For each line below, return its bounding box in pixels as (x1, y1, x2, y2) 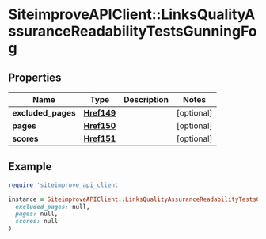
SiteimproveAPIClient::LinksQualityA (8, 6, 256, 24)
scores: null (15, 218, 59, 226)
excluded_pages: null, (15, 203, 90, 211)
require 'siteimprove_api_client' (8, 180, 123, 189)
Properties (8, 70, 62, 84)
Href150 (83, 120, 116, 131)
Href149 (83, 108, 116, 118)
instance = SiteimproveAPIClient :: (8, 195, 126, 203)
